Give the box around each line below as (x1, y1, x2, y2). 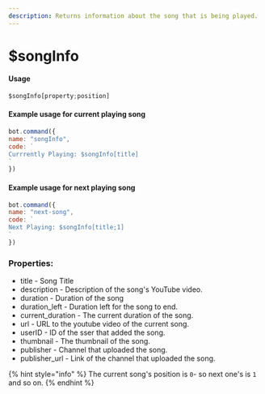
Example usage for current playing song (8, 109, 146, 119)
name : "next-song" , (8, 208, 74, 216)
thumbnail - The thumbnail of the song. (19, 336, 151, 346)
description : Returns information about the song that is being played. (8, 11, 259, 20)
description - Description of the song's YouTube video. (19, 285, 204, 294)
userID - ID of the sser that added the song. (19, 328, 166, 337)
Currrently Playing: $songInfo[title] (8, 150, 139, 158)
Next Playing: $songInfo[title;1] (8, 224, 125, 232)
